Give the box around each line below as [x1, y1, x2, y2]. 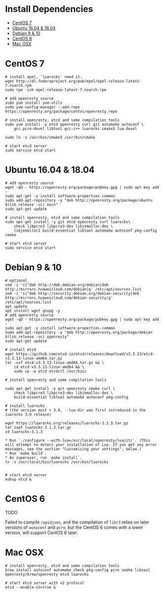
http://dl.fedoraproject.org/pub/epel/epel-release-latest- [16, 79, 141, 83]
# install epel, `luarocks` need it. [5, 74, 82, 79]
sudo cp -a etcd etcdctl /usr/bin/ [14, 369, 87, 374]
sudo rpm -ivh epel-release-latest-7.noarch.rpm [5, 87, 107, 92]
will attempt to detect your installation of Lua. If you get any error [5, 442, 157, 447]
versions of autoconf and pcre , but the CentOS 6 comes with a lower [5, 524, 143, 530]
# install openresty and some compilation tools [5, 377, 107, 382]
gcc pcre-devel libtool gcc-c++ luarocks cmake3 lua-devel [14, 126, 137, 131]
